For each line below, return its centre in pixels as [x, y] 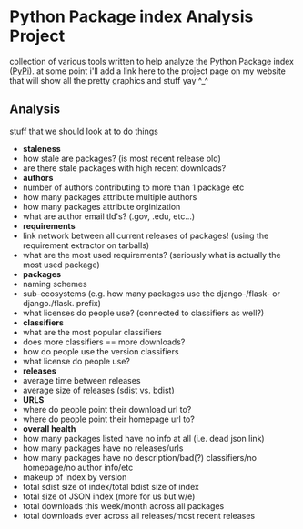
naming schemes [55, 284]
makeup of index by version [75, 477]
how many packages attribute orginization [101, 206]
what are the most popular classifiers [92, 332]
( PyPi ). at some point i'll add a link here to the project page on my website [148, 71]
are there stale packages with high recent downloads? [124, 168]
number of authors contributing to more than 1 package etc [133, 187]
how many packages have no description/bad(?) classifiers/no [140, 457]
